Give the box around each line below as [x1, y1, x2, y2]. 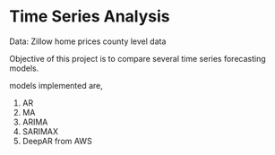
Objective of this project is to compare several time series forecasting [9, 53, 266, 64]
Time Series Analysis [9, 6, 170, 27]
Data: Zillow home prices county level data [9, 36, 167, 47]
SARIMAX [21, 125, 59, 136]
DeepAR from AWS [21, 135, 92, 146]
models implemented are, [9, 80, 103, 90]
